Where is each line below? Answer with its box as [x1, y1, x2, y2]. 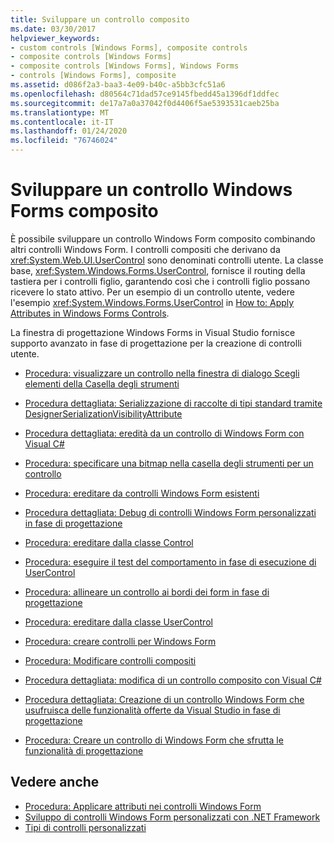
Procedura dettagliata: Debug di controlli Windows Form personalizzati [24, 506, 317, 518]
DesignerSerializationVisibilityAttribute [24, 407, 183, 420]
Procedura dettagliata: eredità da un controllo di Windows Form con [24, 427, 305, 439]
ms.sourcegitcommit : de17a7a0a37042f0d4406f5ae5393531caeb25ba [10, 98, 280, 108]
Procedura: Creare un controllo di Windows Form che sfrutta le [24, 734, 284, 746]
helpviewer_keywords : [10, 33, 101, 43]
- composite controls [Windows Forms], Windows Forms [10, 61, 240, 71]
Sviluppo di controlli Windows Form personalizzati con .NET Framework [24, 811, 321, 823]
